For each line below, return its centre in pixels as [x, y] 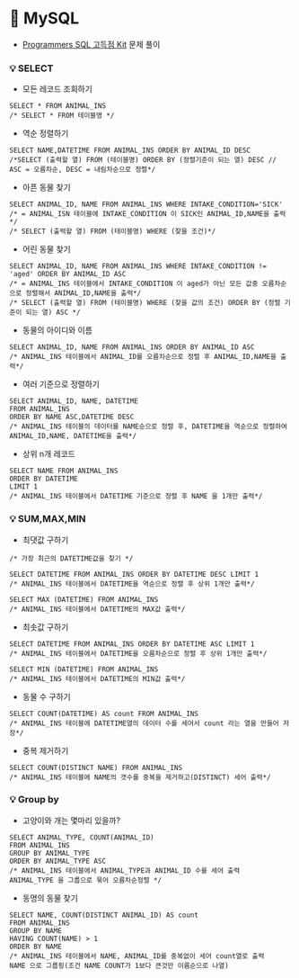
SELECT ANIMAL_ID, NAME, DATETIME [74, 401]
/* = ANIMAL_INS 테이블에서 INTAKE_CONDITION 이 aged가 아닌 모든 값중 [134, 284]
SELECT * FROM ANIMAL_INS [57, 106]
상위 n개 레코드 [49, 454]
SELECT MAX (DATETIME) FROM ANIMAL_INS [84, 599]
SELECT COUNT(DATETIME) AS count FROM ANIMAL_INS [104, 713]
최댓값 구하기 [45, 540]
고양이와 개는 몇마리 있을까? [71, 820]
